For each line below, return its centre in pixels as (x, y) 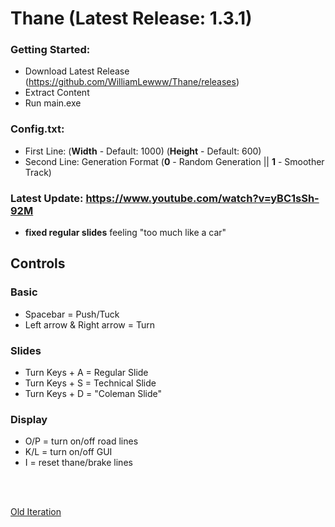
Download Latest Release (77, 71)
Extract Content (57, 93)
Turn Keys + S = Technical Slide (90, 383)
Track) (38, 172)
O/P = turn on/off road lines (81, 441)
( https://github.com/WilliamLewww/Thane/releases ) (132, 82)
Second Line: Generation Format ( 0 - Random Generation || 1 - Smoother (174, 161)
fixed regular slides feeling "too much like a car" (125, 233)
